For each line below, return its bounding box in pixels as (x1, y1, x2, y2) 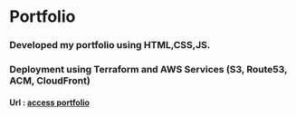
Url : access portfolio (9, 97, 91, 108)
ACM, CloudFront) (9, 74, 91, 87)
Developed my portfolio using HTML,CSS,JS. (9, 39, 211, 52)
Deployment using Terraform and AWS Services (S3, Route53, (9, 63, 288, 76)
